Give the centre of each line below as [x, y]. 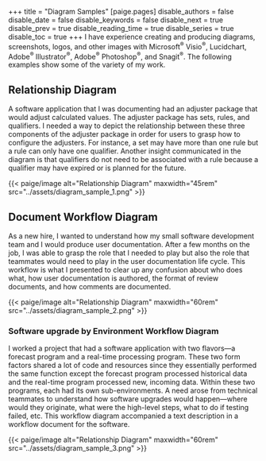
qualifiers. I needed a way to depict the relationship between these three [127, 126]
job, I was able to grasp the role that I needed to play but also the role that [129, 253]
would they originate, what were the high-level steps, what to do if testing [129, 408]
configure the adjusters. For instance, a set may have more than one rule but [133, 143]
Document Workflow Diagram [83, 217]
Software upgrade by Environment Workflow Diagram [114, 331]
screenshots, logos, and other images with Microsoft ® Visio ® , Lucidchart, [128, 46]
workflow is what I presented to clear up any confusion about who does [125, 269]
